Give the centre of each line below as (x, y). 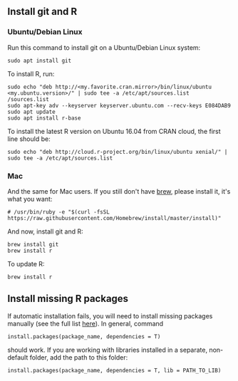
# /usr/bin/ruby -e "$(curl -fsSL (59, 212)
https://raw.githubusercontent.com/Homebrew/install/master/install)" (114, 218)
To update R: (26, 263)
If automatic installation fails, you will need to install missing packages (110, 315)
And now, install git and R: (45, 231)
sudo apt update (31, 112)
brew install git (33, 244)
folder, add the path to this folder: (79, 357)
